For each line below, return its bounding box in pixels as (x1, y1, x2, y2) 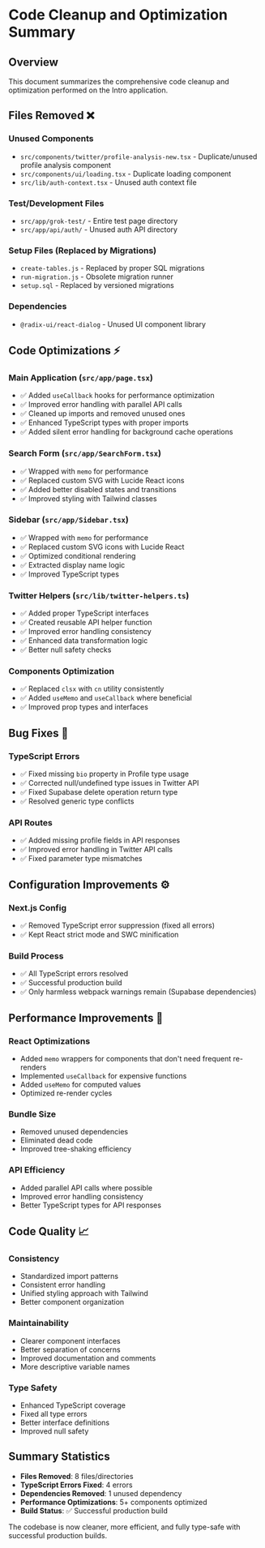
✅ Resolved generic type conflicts (19, 796, 135, 806)
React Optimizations (8, 1036, 91, 1047)
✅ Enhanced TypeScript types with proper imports (19, 418, 189, 427)
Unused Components (8, 133, 94, 144)
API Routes (8, 817, 53, 829)
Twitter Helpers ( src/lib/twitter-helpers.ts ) (8, 590, 190, 601)
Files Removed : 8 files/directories (19, 1471, 134, 1481)
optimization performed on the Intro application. (8, 85, 169, 95)
